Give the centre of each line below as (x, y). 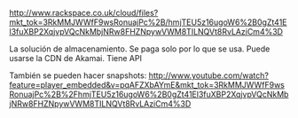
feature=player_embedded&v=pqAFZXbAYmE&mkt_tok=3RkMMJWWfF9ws (147, 85)
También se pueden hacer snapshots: (78, 75)
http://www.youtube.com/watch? (208, 75)
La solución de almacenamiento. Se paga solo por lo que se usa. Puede (140, 49)
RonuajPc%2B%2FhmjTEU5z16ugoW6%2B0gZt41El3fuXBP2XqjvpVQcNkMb (149, 94)
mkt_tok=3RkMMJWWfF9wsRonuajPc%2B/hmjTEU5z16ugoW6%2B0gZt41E (148, 22)
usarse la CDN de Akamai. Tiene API (75, 58)
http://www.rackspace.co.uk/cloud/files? (84, 13)
